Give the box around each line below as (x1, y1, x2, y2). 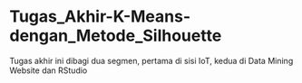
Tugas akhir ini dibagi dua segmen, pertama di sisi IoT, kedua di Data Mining (9, 55, 294, 66)
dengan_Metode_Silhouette (9, 25, 222, 46)
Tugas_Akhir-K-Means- (9, 6, 191, 27)
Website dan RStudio (9, 65, 88, 76)
